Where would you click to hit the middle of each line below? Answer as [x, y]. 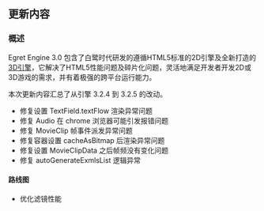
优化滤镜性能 [40, 198]
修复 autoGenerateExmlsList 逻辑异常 [80, 160]
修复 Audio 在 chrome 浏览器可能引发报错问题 [94, 120]
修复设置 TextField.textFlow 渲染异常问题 [86, 111]
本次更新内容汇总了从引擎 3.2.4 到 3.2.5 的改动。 [88, 94]
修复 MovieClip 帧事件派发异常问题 [76, 130]
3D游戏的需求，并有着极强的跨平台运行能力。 [82, 77]
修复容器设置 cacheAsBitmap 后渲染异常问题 [92, 140]
